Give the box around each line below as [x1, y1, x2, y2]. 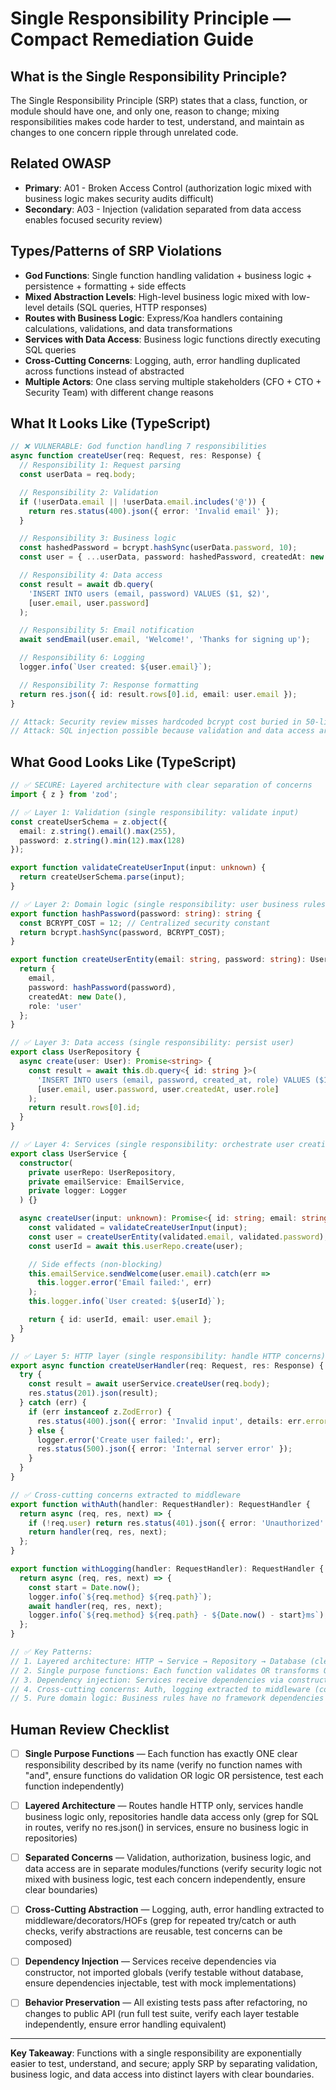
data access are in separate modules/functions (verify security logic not [24, 1863, 322, 1875]
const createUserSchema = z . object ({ [10, 817, 168, 827]
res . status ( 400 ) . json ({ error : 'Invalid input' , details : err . [36, 1416, 307, 1426]
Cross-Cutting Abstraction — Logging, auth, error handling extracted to [24, 1903, 325, 1916]
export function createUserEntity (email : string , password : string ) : [10, 955, 307, 965]
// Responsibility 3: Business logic [19, 533, 177, 544]
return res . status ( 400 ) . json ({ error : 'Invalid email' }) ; [28, 506, 280, 516]
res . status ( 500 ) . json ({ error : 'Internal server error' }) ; [36, 1444, 293, 1454]
